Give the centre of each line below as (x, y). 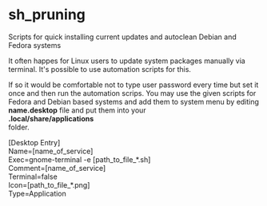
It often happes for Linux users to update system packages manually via (127, 61)
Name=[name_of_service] (51, 151)
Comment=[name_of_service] (57, 168)
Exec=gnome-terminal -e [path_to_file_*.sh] (80, 159)
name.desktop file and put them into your (77, 110)
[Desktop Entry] (34, 142)
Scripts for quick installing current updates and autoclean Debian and (123, 37)
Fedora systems (35, 45)
